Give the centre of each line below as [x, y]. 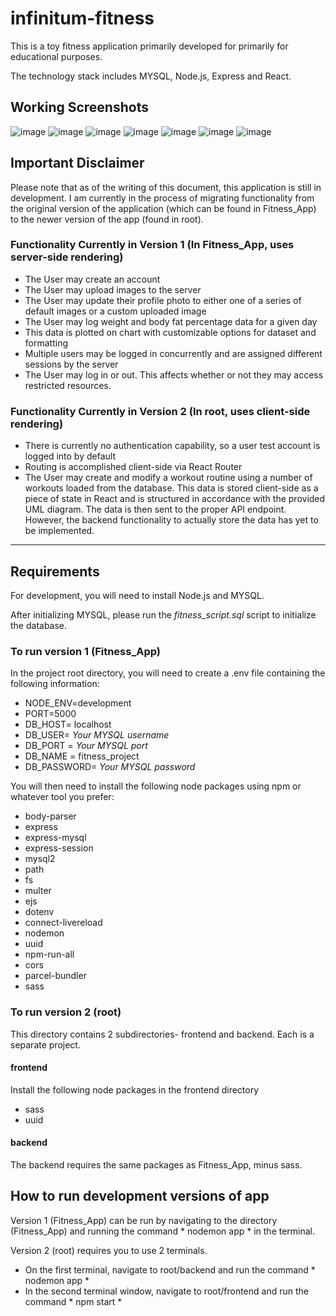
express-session [59, 848]
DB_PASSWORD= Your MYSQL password [110, 767]
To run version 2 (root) [66, 1012]
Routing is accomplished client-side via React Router [133, 467]
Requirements [55, 571]
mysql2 [40, 859]
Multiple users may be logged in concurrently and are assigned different [173, 353]
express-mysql [55, 838]
